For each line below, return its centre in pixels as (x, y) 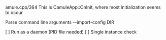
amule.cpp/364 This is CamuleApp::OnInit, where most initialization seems (83, 7)
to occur (14, 12)
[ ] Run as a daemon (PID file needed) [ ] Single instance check (71, 32)
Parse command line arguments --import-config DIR (60, 22)
